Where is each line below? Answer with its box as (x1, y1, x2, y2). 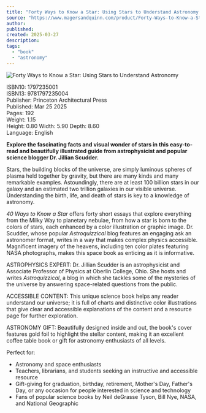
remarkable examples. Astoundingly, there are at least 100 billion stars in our (6, 178, 199, 186)
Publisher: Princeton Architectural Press (6, 96, 107, 104)
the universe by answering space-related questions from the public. (6, 280, 178, 288)
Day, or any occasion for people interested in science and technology (15, 387, 191, 394)
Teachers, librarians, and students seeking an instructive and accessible (15, 367, 198, 374)
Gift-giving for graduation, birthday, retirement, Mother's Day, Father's (15, 380, 193, 387)
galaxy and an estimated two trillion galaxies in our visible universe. (6, 185, 177, 192)
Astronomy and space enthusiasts (15, 360, 102, 368)
